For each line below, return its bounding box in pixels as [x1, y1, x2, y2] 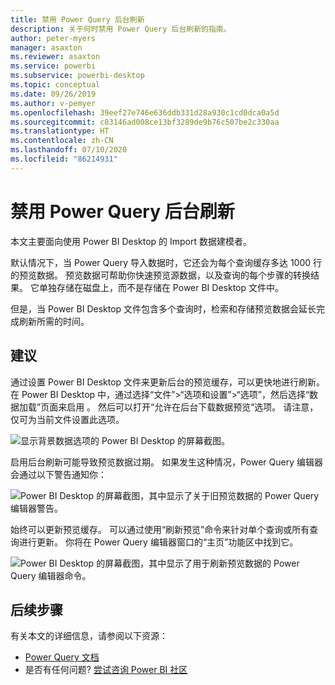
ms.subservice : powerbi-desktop [10, 71, 145, 81]
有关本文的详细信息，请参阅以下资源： [10, 630, 168, 642]
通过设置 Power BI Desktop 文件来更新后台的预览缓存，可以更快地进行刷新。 [10, 376, 326, 388]
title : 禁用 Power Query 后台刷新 [10, 14, 145, 25]
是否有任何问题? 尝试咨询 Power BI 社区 [24, 664, 188, 676]
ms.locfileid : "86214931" [10, 154, 118, 164]
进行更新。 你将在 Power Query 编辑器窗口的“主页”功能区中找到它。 [18, 536, 299, 548]
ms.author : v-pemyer [10, 98, 97, 108]
